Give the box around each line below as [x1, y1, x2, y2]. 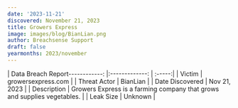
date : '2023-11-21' [7, 10, 65, 18]
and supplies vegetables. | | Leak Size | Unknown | [7, 92, 156, 100]
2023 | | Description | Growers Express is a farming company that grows [7, 85, 220, 93]
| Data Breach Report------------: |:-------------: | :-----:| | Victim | [7, 69, 202, 78]
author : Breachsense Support [7, 37, 94, 44]
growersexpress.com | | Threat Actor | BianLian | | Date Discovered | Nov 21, [7, 77, 231, 85]
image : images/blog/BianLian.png [7, 30, 107, 38]
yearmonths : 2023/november [7, 50, 87, 58]
